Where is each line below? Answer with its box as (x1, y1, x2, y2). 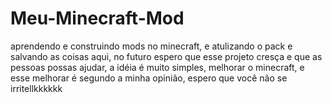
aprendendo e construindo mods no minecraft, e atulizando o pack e (10, 40, 293, 52)
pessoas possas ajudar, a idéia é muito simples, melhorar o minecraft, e (10, 61, 305, 73)
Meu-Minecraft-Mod (10, 7, 185, 30)
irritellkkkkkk (10, 82, 63, 94)
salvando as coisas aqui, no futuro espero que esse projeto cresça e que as (10, 50, 323, 62)
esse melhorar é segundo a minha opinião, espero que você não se (10, 72, 288, 84)
